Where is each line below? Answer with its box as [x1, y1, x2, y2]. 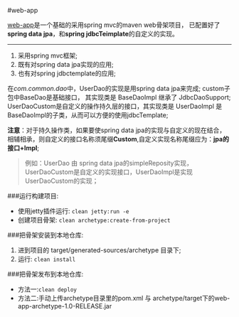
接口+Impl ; [7, 144, 40, 152]
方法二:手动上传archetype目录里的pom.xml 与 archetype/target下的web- [17, 294, 230, 302]
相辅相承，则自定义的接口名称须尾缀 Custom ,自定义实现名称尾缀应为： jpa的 [7, 135, 230, 143]
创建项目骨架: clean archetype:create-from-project [17, 216, 171, 224]
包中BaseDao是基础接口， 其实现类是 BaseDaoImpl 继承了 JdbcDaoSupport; [7, 93, 231, 102]
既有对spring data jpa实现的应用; [17, 60, 114, 68]
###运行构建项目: [7, 192, 59, 200]
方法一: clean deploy [17, 285, 77, 294]
